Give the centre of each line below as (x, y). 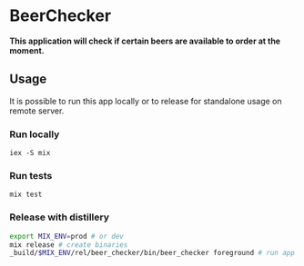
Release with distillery (60, 217)
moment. (27, 50)
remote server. (37, 111)
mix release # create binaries (69, 245)
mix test (26, 195)
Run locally (35, 134)
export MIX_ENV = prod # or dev (67, 236)
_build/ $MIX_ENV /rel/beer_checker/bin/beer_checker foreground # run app (152, 253)
